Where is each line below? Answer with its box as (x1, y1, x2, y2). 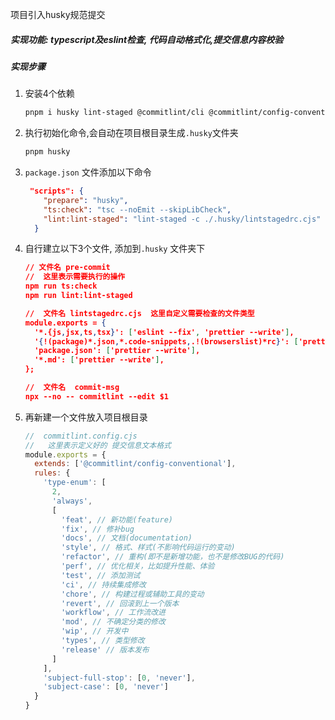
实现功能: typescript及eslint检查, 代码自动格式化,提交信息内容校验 (10, 33, 284, 45)
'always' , (51, 496, 93, 506)
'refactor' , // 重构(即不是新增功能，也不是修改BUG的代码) (61, 552, 285, 562)
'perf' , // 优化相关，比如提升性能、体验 (61, 561, 215, 572)
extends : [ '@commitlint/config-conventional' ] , (34, 459, 237, 469)
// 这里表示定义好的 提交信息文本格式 (24, 440, 172, 450)
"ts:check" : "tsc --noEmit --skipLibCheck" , (43, 204, 232, 215)
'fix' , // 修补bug (61, 524, 135, 534)
